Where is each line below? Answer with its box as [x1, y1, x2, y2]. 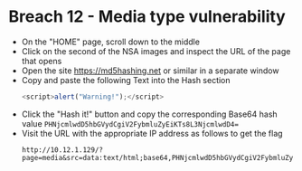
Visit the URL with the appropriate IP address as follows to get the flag [21, 128, 283, 138]
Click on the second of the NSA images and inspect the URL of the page [21, 45, 291, 56]
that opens [21, 55, 62, 66]
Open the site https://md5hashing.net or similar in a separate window [21, 65, 279, 76]
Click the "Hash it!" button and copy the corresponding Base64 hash [21, 109, 278, 119]
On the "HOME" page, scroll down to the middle [21, 36, 201, 47]
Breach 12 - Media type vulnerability [8, 6, 286, 27]
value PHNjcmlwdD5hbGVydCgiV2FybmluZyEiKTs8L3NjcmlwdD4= [21, 118, 239, 128]
